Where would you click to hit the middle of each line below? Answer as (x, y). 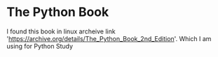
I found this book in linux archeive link (61, 31)
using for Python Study (40, 46)
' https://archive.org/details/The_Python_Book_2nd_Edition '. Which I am (109, 38)
